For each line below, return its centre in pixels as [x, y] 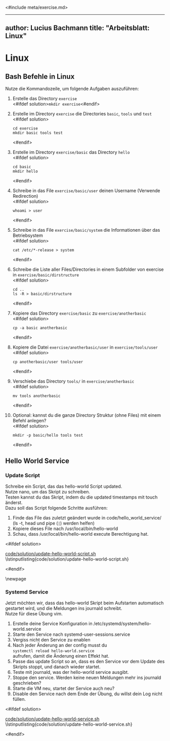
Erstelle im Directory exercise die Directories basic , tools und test [82, 114]
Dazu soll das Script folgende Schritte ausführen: [56, 508]
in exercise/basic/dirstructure [46, 275]
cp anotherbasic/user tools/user [48, 362]
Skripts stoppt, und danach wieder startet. [56, 667]
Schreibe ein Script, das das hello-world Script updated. [64, 486]
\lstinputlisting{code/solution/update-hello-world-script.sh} [67, 559]
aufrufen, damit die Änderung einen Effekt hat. [61, 656]
